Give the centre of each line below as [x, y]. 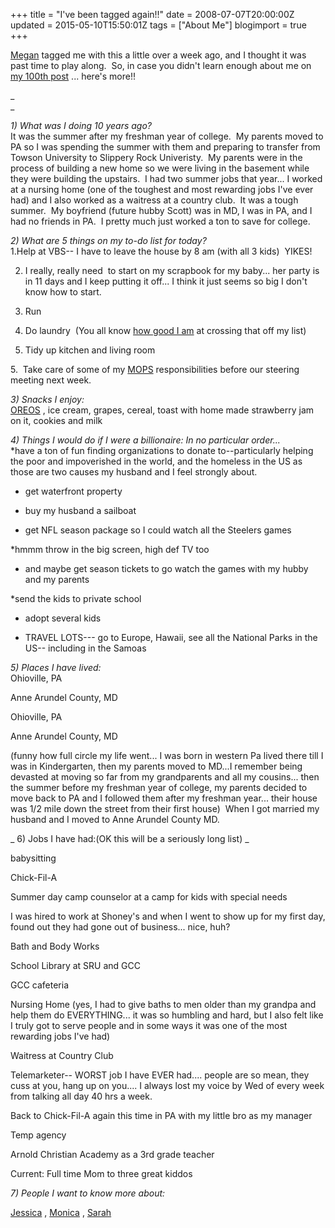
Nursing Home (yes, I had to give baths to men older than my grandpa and [163, 1004]
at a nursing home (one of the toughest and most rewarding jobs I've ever [162, 189]
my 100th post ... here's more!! [73, 76]
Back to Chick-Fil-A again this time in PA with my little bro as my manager [161, 1115]
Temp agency [38, 1135]
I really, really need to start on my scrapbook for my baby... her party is [172, 270]
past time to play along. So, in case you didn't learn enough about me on [161, 65]
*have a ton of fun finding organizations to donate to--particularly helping [162, 450]
